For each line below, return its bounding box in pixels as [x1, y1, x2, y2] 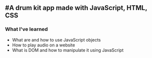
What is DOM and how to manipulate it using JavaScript [12, 47, 124, 53]
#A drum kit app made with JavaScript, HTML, [5, 4, 147, 12]
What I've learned [5, 26, 48, 33]
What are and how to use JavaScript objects [12, 37, 101, 43]
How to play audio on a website [12, 42, 75, 48]
